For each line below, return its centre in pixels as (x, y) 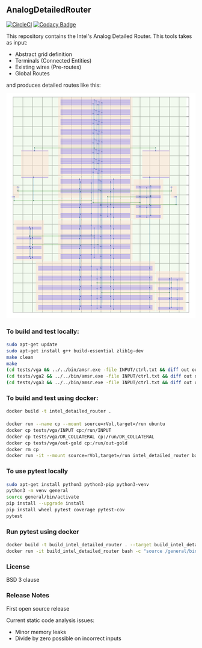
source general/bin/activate (43, 497)
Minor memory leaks (40, 632)
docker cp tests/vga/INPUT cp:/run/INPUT (59, 430)
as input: (17, 42)
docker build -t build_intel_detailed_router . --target (79, 545)
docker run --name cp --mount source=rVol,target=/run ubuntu (86, 424)
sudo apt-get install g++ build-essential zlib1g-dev (75, 351)
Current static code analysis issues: (50, 620)
